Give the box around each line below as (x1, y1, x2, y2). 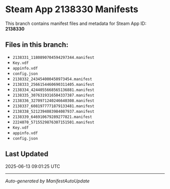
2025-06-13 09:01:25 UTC (5, 163, 61, 169)
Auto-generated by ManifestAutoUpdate (5, 178, 90, 184)
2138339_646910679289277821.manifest (12, 114, 93, 119)
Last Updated (5, 150, 49, 159)
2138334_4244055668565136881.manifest (12, 87, 95, 92)
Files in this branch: (5, 41, 69, 49)
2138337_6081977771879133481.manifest (12, 103, 95, 109)
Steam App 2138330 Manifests (5, 4, 139, 15)
